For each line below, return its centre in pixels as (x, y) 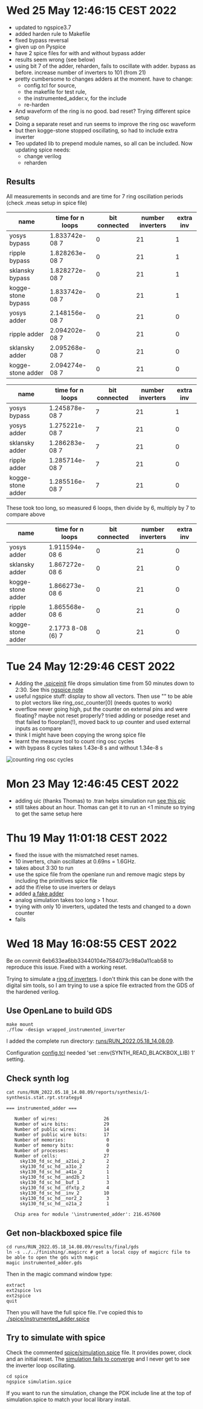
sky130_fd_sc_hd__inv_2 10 (65, 1193)
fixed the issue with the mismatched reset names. (77, 855)
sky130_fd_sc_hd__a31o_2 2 (65, 1167)
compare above (26, 514)
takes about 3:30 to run (44, 868)
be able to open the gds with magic (52, 1257)
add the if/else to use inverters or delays (65, 887)
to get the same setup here (49, 814)
